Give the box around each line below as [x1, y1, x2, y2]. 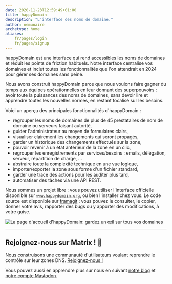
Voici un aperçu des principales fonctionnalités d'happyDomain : [5, 107, 141, 113]
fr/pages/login [14, 36, 47, 41]
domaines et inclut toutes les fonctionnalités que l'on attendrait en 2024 [5, 65, 157, 72]
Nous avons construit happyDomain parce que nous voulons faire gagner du [5, 81, 166, 87]
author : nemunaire [5, 21, 45, 27]
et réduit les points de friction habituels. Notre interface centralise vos [5, 60, 153, 67]
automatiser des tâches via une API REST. [12, 177, 101, 183]
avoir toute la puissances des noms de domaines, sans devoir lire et [5, 92, 148, 98]
